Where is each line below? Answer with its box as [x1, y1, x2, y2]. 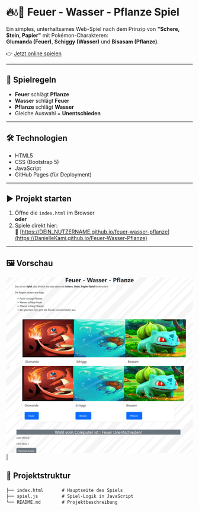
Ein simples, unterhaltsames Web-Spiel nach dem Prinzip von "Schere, [6, 25, 180, 32]
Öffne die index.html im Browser [14, 209, 95, 216]
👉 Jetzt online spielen [6, 50, 62, 57]
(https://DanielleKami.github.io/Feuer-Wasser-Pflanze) [14, 235, 147, 242]
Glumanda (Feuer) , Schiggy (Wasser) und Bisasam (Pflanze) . [6, 38, 159, 45]
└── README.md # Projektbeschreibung [6, 499, 118, 505]
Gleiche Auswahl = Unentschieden [14, 109, 101, 116]
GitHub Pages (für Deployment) [14, 171, 92, 178]
